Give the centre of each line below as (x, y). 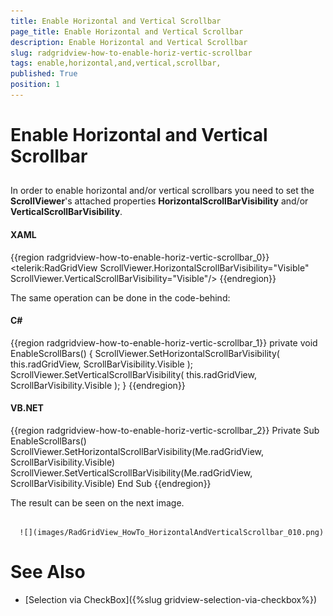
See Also (48, 572)
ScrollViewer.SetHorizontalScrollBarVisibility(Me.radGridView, (137, 452)
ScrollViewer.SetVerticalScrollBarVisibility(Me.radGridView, (131, 473)
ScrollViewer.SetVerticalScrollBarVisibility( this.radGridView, (133, 374)
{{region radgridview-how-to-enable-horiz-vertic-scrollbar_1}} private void (164, 342)
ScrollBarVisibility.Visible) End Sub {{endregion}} (111, 484)
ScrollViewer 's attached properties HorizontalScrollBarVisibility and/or (159, 201)
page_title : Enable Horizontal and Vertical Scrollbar (127, 31)
